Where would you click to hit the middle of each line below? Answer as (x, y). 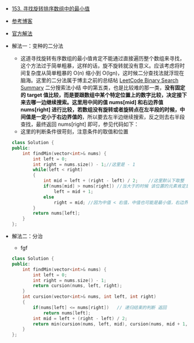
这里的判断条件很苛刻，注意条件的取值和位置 (74, 131)
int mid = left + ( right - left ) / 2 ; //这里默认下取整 (114, 181)
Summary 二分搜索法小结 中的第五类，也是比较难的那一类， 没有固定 (103, 88)
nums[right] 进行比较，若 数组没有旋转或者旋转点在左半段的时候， (100, 109)
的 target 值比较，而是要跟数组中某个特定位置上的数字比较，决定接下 (104, 95)
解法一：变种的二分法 (37, 46)
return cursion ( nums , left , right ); (78, 286)
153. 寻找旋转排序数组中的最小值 (51, 8)
